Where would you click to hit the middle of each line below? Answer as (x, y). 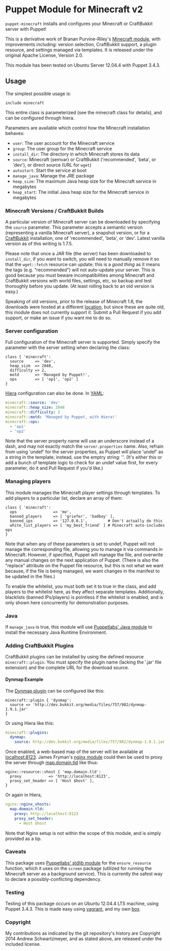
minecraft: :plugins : (27, 733)
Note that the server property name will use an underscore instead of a (80, 441)
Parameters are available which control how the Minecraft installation (78, 128)
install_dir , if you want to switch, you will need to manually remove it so (82, 259)
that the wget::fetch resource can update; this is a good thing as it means (83, 264)
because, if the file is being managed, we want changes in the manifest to (83, 571)
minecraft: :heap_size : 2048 (35, 408)
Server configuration (32, 331)
